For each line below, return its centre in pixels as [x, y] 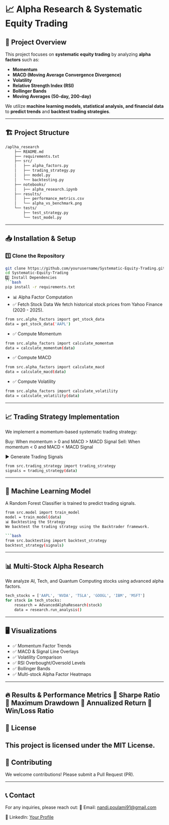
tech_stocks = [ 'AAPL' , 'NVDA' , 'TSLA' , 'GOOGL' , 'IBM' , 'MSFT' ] [75, 596]
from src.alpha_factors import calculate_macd [55, 367]
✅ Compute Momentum [37, 333]
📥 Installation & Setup [41, 238]
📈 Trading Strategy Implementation [62, 417]
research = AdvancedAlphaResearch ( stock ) [58, 605]
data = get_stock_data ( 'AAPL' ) [38, 324]
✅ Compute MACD [32, 358]
